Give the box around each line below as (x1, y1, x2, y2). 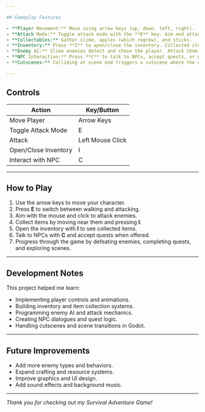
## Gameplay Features (6, 14, 62, 20)
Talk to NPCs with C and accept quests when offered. (15, 232, 151, 239)
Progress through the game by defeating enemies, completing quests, (15, 238, 191, 245)
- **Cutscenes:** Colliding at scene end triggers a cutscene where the (6, 59, 195, 65)
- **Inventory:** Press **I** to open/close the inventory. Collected (6, 42, 190, 49)
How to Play (6, 183, 53, 193)
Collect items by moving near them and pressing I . (15, 218, 142, 226)
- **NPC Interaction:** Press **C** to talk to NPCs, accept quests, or (6, 54, 195, 60)
